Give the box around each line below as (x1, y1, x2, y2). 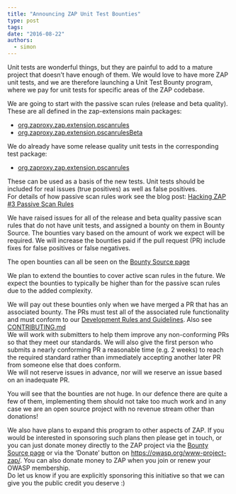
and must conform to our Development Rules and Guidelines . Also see (7, 316, 213, 323)
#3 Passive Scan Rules (7, 200, 74, 208)
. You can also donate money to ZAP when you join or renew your (20, 456, 211, 464)
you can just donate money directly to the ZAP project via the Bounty (7, 441, 209, 449)
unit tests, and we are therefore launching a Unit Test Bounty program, (7, 78, 213, 86)
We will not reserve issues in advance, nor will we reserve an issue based (7, 368, 222, 377)
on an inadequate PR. (7, 376, 70, 384)
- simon (13, 43, 37, 50)
